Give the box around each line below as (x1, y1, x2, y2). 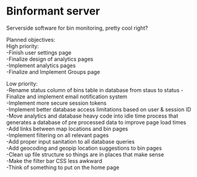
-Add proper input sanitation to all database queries (6, 138, 135, 145)
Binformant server (6, 4, 100, 18)
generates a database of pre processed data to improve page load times (6, 118, 186, 125)
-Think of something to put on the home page (6, 164, 120, 171)
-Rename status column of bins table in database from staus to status (6, 86, 180, 93)
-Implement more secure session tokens (6, 99, 107, 107)
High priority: (6, 42, 39, 50)
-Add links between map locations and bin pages (6, 125, 128, 132)
